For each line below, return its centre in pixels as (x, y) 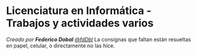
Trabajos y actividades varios (80, 23)
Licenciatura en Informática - (79, 11)
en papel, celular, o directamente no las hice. (60, 46)
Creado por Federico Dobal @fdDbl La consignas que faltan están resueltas (98, 39)
